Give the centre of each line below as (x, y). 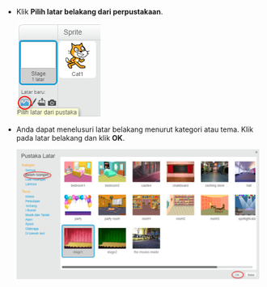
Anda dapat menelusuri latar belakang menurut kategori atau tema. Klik (134, 129)
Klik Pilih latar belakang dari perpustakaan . (89, 12)
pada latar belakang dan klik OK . (70, 138)
